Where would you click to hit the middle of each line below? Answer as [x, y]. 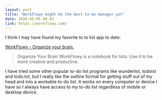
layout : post [19, 10]
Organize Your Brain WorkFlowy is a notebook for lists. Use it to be [85, 57]
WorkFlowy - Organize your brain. [40, 47]
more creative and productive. [48, 62]
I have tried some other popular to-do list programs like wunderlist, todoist [81, 71]
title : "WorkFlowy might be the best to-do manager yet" [65, 14]
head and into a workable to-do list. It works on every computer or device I [81, 82]
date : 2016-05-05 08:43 [30, 19]
